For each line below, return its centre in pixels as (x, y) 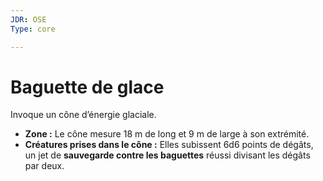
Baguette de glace (87, 87)
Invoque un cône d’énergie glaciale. (83, 115)
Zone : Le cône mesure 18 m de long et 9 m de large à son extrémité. (167, 134)
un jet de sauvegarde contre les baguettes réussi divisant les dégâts (167, 155)
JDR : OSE (28, 19)
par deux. (44, 166)
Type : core (33, 29)
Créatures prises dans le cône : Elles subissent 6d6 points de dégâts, (169, 145)
